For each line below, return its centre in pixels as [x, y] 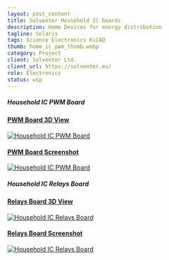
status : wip [25, 79]
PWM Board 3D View [38, 120]
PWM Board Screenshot [43, 152]
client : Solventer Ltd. [42, 60]
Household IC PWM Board [46, 102]
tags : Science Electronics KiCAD [56, 40]
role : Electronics [34, 73]
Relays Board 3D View [40, 201]
